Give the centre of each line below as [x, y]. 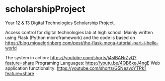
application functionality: [31, 68]
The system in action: [27, 57]
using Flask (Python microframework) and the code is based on [70, 38]
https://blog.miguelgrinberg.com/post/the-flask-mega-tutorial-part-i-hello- [82, 42]
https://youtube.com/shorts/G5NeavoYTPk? [102, 68]
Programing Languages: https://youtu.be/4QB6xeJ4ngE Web [97, 63]
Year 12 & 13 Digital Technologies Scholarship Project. [60, 23]
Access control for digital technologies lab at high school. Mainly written [79, 32]
